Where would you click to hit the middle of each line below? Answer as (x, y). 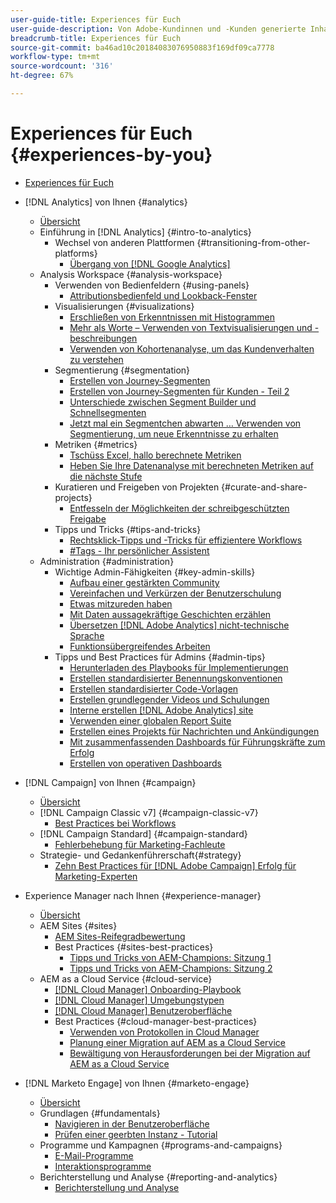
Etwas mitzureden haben (121, 603)
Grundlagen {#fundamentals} (100, 1113)
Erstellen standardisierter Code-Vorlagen (154, 688)
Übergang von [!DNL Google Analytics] (150, 263)
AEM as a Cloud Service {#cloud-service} (126, 978)
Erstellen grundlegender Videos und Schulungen (169, 699)
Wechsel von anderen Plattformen (124, 242)
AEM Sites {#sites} (78, 925)
